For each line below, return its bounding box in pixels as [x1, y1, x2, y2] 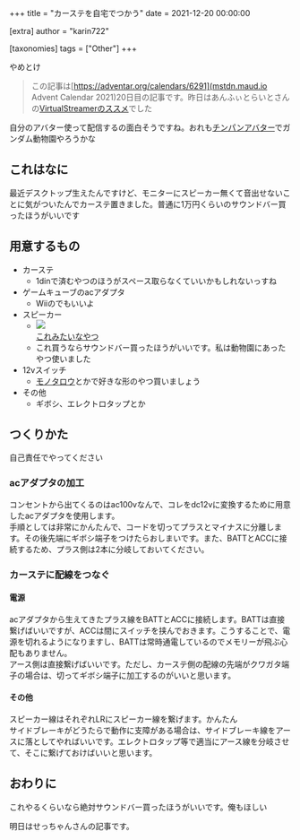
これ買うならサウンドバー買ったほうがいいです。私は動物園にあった [35, 342, 287, 352]
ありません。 [24, 647, 73, 658]
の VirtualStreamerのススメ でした [30, 103, 152, 114]
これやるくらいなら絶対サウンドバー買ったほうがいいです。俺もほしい [9, 801, 268, 812]
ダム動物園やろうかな [16, 134, 96, 143]
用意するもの [9, 238, 81, 254]
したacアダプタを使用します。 [9, 510, 120, 521]
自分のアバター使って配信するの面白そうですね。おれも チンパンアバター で [9, 122, 284, 133]
